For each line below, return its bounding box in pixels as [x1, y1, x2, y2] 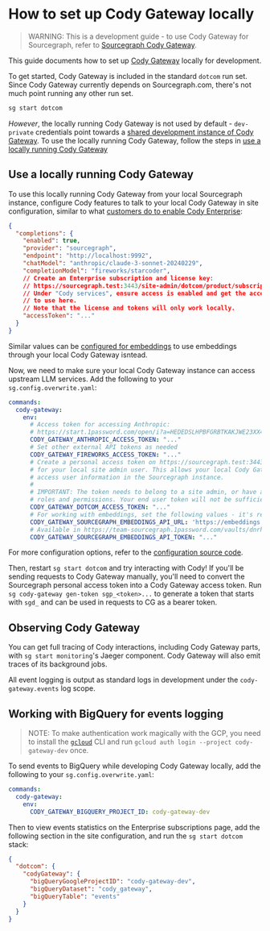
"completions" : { [15, 229, 74, 238]
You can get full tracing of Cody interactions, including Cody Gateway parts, [8, 642, 261, 652]
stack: [8, 839, 29, 849]
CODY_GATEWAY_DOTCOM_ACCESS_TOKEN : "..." [29, 503, 171, 511]
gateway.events [8, 685, 59, 693]
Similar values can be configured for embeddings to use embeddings [8, 341, 237, 351]
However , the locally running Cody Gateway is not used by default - [8, 118, 233, 128]
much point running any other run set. [8, 88, 134, 98]
